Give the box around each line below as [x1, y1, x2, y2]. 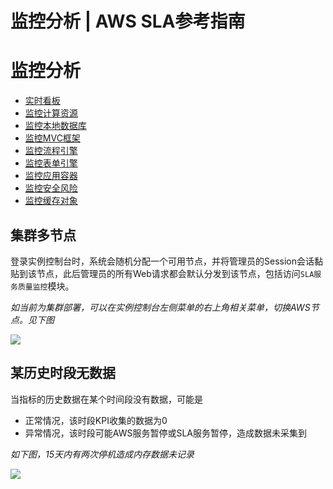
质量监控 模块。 [17, 280, 75, 292]
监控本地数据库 [24, 120, 87, 132]
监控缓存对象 [24, 195, 78, 207]
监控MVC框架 [24, 132, 81, 144]
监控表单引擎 [24, 157, 78, 169]
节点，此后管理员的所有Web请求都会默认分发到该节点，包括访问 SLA [36, 267, 315, 279]
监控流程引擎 [24, 145, 78, 157]
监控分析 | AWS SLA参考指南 [10, 10, 246, 33]
